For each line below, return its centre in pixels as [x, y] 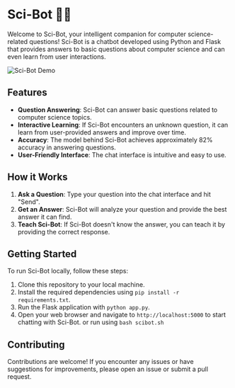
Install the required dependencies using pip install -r [98, 292]
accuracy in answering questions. [67, 147]
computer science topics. [55, 117]
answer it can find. [45, 217]
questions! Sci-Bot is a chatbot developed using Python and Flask [125, 41]
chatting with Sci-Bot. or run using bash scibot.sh [91, 322]
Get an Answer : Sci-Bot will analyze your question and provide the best [122, 209]
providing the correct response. [64, 232]
